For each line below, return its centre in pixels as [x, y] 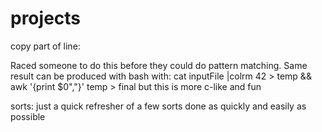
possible [28, 116]
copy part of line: [45, 46]
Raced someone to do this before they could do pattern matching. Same [159, 65]
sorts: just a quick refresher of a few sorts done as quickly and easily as [158, 106]
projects [46, 18]
